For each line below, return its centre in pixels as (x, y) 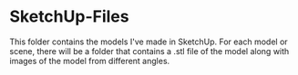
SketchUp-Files (69, 17)
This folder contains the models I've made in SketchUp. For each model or (149, 42)
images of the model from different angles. (90, 61)
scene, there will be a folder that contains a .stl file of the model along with (149, 51)
